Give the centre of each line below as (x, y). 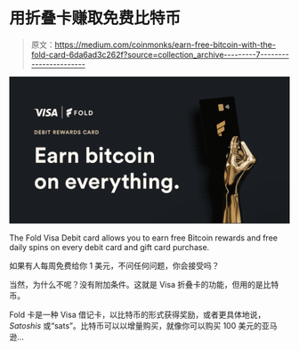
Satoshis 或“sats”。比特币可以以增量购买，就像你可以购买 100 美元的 (136, 326)
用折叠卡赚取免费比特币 (95, 18)
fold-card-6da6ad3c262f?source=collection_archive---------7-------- (160, 54)
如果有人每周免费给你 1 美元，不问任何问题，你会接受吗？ (114, 266)
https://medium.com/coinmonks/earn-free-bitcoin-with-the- (165, 45)
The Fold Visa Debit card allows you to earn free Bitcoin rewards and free (144, 238)
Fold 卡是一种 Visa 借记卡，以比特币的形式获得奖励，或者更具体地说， (137, 315)
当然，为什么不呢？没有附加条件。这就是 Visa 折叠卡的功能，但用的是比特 (144, 285)
